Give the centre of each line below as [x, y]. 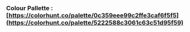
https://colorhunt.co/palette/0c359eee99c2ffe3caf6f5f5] [94, 15]
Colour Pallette [28, 8]
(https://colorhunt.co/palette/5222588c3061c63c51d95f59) [95, 23]
